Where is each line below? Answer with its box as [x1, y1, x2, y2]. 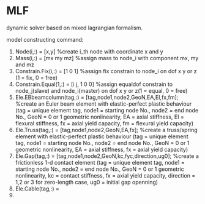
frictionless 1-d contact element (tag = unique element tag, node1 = [15, 159, 185, 166]
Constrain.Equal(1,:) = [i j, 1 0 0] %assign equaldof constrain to [15, 80, 173, 88]
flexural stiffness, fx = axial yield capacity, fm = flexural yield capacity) [15, 119, 194, 127]
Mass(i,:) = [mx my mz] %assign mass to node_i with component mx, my [15, 54, 199, 61]
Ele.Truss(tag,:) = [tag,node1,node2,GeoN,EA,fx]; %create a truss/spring [15, 126, 198, 133]
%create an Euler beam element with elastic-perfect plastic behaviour [15, 100, 192, 108]
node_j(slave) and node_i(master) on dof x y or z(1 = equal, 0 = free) [15, 87, 188, 94]
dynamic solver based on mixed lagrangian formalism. [6, 24, 143, 31]
